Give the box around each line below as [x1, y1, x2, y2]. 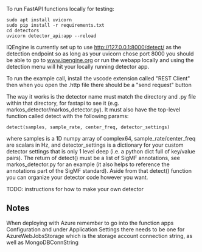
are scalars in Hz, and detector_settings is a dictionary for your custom [6, 141, 184, 149]
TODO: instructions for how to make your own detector [6, 186, 144, 192]
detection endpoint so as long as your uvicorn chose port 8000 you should [6, 50, 194, 57]
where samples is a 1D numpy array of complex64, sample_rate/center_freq [6, 135, 196, 142]
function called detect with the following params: [6, 113, 129, 119]
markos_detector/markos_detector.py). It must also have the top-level [6, 106, 181, 113]
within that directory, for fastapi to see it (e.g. [6, 100, 120, 107]
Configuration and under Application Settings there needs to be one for [6, 225, 185, 233]
